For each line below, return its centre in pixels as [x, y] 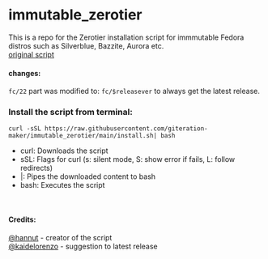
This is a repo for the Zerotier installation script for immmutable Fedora [126, 37]
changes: [25, 73]
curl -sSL [25, 129]
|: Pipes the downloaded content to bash [88, 176]
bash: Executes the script [62, 185]
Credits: [22, 219]
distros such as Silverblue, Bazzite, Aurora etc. [86, 45]
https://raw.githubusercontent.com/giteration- [126, 129]
